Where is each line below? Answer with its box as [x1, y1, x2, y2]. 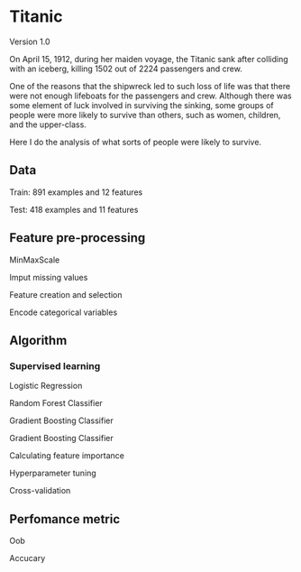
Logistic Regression [9, 381, 83, 392]
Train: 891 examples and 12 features [9, 187, 143, 198]
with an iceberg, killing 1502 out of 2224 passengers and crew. [9, 63, 243, 74]
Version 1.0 [9, 36, 50, 47]
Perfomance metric [9, 512, 121, 527]
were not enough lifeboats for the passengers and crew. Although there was [9, 90, 292, 101]
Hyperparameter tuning [9, 467, 96, 479]
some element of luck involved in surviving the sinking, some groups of [9, 99, 274, 110]
